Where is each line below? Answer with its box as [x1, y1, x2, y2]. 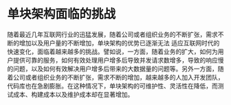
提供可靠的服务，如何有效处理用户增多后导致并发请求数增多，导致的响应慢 [12, 56, 224, 64]
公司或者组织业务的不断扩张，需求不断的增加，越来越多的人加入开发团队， [12, 73, 224, 81]
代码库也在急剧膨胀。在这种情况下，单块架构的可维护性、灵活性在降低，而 [7, 82, 218, 90]
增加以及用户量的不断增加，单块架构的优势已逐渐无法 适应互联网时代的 [19, 38, 220, 47]
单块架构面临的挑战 [7, 6, 116, 22]
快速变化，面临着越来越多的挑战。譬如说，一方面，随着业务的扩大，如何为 [7, 47, 218, 56]
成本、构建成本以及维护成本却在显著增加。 [12, 90, 134, 98]
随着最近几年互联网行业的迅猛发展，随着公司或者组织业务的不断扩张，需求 [7, 30, 218, 38]
